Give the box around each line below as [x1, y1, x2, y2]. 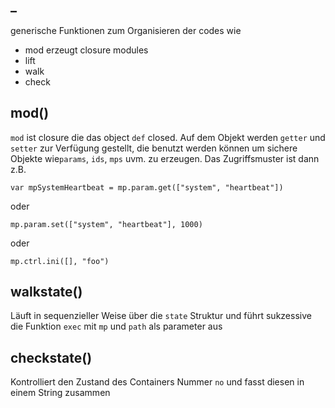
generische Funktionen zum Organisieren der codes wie [10, 24, 242, 36]
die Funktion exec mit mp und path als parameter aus [10, 320, 223, 333]
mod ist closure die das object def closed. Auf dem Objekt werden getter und [10, 131, 326, 143]
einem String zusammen [10, 387, 111, 399]
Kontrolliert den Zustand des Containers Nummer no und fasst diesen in [10, 376, 305, 388]
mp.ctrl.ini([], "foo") [10, 256, 110, 266]
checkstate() [10, 349, 93, 366]
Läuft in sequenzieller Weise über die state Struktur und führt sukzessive [10, 310, 312, 322]
